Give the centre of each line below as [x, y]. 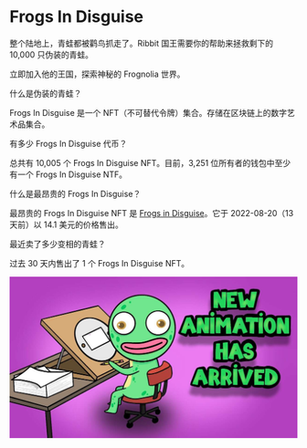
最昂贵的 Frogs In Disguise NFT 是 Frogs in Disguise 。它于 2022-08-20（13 [152, 213]
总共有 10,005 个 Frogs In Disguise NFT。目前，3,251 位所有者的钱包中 [143, 162]
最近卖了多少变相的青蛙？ [58, 244]
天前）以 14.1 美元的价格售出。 [66, 224]
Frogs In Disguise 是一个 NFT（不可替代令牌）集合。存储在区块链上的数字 [148, 112]
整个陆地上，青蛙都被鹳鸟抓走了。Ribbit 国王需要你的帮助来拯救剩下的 [142, 43]
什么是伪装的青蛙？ [46, 93]
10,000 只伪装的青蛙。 [52, 54]
